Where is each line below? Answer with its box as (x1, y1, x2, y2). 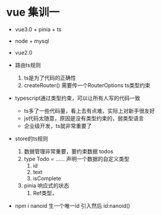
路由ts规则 (14, 61, 41, 68)
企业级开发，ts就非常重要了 (23, 122, 92, 129)
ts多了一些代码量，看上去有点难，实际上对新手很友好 (23, 107, 155, 114)
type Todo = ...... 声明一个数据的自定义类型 (23, 155, 130, 162)
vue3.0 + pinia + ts (14, 25, 62, 33)
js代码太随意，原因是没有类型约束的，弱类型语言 (23, 115, 144, 122)
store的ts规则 (14, 135, 49, 142)
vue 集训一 (6, 5, 60, 19)
